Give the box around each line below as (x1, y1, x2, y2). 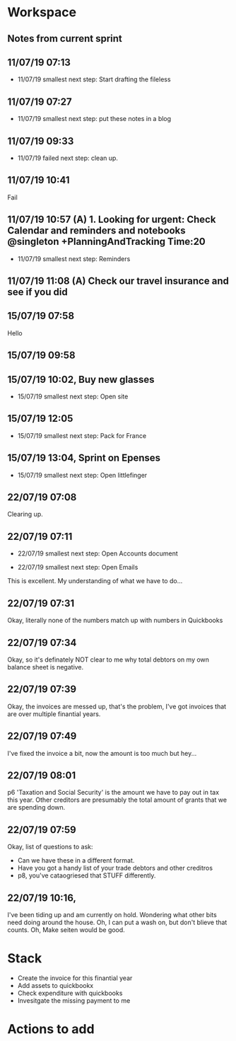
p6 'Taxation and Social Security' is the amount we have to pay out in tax (7, 788, 220, 797)
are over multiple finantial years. (7, 709, 101, 718)
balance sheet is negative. (7, 662, 84, 671)
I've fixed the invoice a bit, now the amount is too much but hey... (7, 749, 197, 757)
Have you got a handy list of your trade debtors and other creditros (17, 864, 213, 873)
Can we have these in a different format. (17, 856, 135, 865)
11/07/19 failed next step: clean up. (17, 154, 119, 163)
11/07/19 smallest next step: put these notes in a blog (17, 115, 172, 123)
